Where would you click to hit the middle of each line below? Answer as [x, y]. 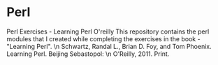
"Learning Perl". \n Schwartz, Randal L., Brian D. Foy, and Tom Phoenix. [109, 46]
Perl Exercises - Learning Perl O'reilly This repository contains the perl [108, 31]
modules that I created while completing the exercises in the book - [103, 38]
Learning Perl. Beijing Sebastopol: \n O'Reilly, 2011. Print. [88, 54]
